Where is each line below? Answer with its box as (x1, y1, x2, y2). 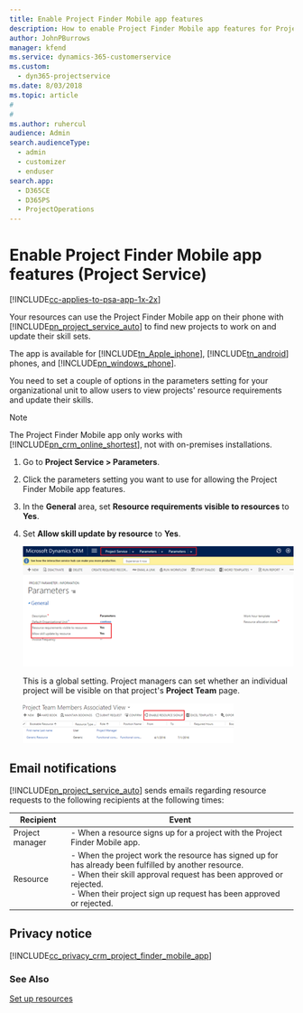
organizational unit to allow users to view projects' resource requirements (9, 385, 282, 396)
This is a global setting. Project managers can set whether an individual (22, 675, 289, 686)
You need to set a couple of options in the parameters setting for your (9, 376, 269, 386)
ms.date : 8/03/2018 (9, 81, 83, 90)
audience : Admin (9, 129, 70, 138)
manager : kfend (9, 43, 67, 52)
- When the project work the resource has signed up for (70, 850, 279, 860)
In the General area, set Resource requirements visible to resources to (22, 501, 290, 512)
